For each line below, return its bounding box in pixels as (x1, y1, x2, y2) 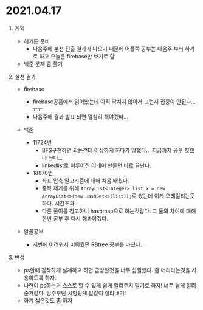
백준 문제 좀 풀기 (23, 60, 63, 67)
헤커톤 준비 (23, 37, 50, 44)
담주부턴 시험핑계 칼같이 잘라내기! (46, 289, 126, 297)
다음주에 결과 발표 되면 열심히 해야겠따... (32, 113, 129, 120)
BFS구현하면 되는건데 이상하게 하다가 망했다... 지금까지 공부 (41, 146, 184, 154)
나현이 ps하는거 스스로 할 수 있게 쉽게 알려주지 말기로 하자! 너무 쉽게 (23, 281, 185, 289)
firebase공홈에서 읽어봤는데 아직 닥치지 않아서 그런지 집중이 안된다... (32, 98, 196, 105)
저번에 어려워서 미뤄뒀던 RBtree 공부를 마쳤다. (32, 241, 142, 248)
